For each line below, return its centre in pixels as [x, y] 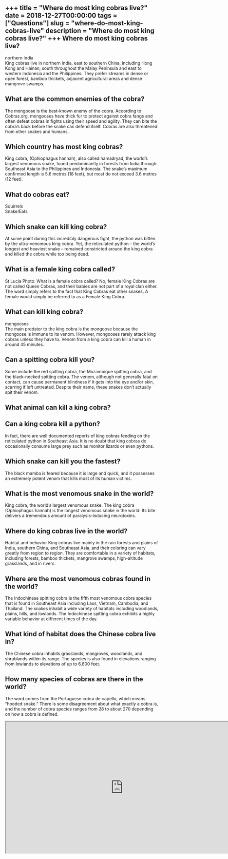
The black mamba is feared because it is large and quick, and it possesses [80, 473]
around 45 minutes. [25, 344]
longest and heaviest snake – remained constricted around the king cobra [79, 249]
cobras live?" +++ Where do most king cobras [76, 38]
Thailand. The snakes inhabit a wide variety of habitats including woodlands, [82, 608]
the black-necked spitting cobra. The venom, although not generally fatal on [81, 377]
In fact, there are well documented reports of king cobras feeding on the [77, 436]
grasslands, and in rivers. [30, 563]
